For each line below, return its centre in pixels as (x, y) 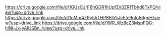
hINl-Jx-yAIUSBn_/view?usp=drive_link (45, 28)
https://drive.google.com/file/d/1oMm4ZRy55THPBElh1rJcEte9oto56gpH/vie (83, 18)
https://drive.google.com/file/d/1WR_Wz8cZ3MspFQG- (98, 23)
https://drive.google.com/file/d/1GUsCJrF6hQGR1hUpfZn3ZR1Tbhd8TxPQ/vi (83, 7)
